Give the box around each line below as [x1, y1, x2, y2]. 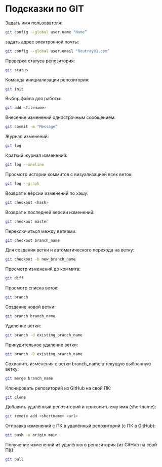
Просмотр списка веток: [5, 285, 59, 291]
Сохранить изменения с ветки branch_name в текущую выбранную [5, 360, 151, 367]
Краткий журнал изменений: [5, 152, 68, 158]
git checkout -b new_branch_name [5, 257, 76, 262]
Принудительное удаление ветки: [5, 342, 78, 348]
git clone [5, 395, 26, 400]
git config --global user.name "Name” [5, 29, 87, 34]
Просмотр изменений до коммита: [5, 266, 81, 272]
